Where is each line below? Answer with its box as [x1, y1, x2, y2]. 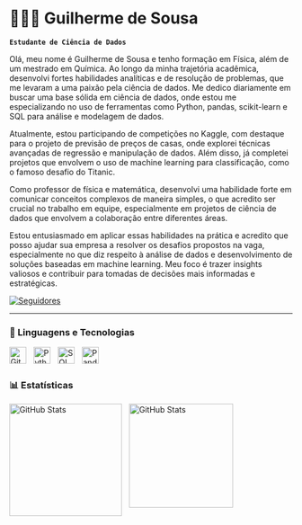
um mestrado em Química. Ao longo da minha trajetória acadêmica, [9, 63, 259, 74]
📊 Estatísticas [9, 379, 74, 392]
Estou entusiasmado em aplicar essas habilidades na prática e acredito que [9, 229, 289, 241]
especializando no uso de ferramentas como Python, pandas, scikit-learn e [9, 101, 288, 111]
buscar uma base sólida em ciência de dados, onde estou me [9, 92, 236, 102]
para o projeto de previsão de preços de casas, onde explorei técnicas [9, 138, 271, 148]
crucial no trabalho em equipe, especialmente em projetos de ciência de [9, 202, 277, 214]
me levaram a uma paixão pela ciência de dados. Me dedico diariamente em [9, 82, 291, 93]
